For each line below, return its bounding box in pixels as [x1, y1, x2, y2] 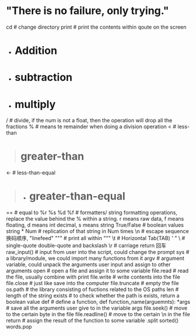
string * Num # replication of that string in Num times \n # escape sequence [6, 228, 189, 235]
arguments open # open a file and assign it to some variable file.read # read [6, 268, 189, 275]
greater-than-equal [29, 190, 126, 203]
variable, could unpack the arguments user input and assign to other [6, 261, 171, 268]
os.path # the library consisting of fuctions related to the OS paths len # [6, 286, 179, 293]
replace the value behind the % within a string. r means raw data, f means [6, 215, 184, 222]
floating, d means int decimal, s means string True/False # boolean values [6, 221, 184, 229]
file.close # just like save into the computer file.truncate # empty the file [6, 280, 180, 287]
